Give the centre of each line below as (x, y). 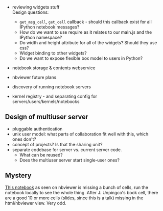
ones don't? (24, 139)
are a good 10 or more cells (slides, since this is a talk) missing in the (74, 198)
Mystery (18, 175)
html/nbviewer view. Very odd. (36, 203)
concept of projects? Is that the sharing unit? (57, 144)
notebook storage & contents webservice (54, 68)
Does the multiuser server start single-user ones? (70, 160)
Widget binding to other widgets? (53, 53)
